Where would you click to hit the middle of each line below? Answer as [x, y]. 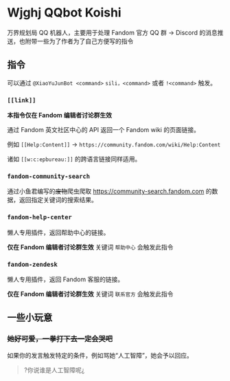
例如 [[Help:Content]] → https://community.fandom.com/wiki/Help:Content [114, 144]
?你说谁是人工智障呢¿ [54, 370]
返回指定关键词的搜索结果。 [58, 200]
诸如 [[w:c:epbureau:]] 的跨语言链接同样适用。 [74, 159]
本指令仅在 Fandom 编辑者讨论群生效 [59, 116]
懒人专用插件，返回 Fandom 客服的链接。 [66, 279]
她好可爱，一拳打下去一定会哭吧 [60, 339]
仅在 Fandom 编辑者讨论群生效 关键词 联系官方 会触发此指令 [90, 294]
